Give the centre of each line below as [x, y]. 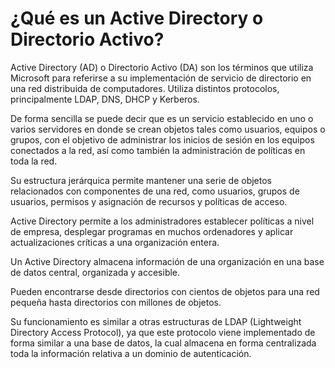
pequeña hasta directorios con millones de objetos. [116, 302]
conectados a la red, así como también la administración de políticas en [158, 150]
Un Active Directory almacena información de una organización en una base [167, 261]
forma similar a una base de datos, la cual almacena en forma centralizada [163, 343]
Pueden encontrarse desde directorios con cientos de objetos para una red [165, 291]
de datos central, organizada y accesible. [95, 272]
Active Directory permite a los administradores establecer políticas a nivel [162, 221]
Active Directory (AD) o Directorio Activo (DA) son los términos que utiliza [162, 67]
